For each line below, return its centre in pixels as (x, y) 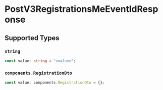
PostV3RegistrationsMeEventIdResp (81, 9)
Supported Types (32, 38)
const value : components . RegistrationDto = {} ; (55, 83)
